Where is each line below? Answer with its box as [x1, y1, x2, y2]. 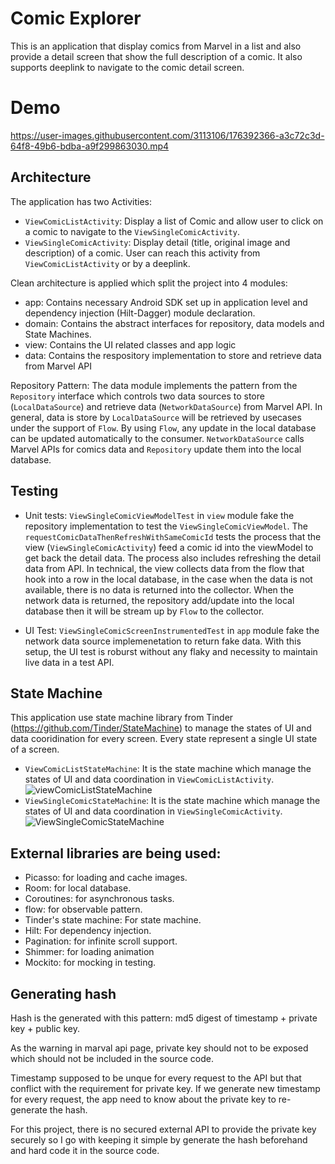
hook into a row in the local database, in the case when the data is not [24, 573, 313, 585]
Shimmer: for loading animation [24, 946, 155, 958]
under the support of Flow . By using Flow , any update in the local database [10, 422, 317, 434]
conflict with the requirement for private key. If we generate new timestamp [10, 1082, 321, 1094]
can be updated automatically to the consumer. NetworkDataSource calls [10, 432, 305, 444]
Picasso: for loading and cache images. [24, 872, 188, 884]
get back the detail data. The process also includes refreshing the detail [24, 552, 322, 564]
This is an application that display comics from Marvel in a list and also [10, 40, 302, 52]
